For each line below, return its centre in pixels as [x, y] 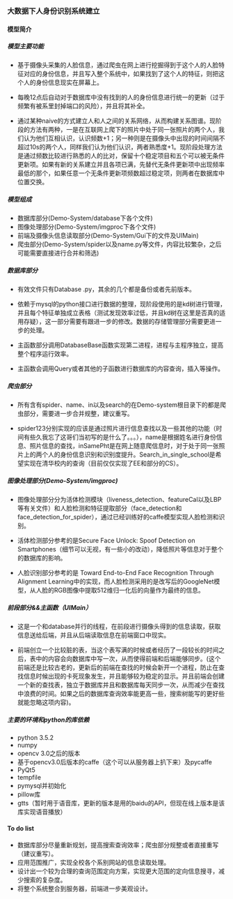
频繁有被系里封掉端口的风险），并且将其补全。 [83, 106]
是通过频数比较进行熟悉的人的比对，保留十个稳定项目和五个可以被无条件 [121, 156]
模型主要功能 [25, 46]
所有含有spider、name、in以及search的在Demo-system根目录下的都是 [119, 405]
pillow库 [29, 794]
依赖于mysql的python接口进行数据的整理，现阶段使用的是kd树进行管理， [121, 304]
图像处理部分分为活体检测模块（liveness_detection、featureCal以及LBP [119, 500]
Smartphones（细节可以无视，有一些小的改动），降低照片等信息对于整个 [120, 549]
